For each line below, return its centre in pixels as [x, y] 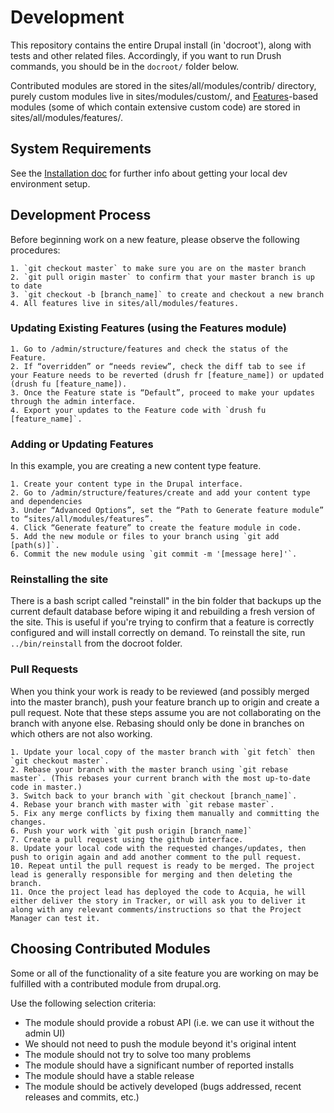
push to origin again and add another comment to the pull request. [156, 857]
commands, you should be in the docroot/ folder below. [125, 66]
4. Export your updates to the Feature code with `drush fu [138, 410]
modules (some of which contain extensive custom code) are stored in [155, 107]
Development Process [81, 215]
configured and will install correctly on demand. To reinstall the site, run [158, 633]
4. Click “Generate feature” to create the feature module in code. [156, 528]
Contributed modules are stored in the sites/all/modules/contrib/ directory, [163, 85]
